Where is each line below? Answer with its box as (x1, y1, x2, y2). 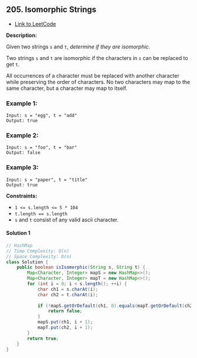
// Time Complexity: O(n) (6, 248, 69, 254)
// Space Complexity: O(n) (6, 253, 72, 259)
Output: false (6, 150, 41, 156)
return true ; (27, 335, 59, 342)
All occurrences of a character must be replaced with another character (6, 72, 180, 79)
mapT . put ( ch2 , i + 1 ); (37, 324, 93, 331)
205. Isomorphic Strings (6, 5, 97, 15)
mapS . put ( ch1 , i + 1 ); (37, 319, 93, 325)
